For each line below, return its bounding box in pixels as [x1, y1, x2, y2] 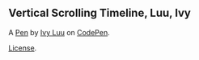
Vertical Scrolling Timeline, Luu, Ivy [8, 6, 192, 20]
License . [8, 43, 37, 53]
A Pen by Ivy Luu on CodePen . [8, 27, 111, 37]
